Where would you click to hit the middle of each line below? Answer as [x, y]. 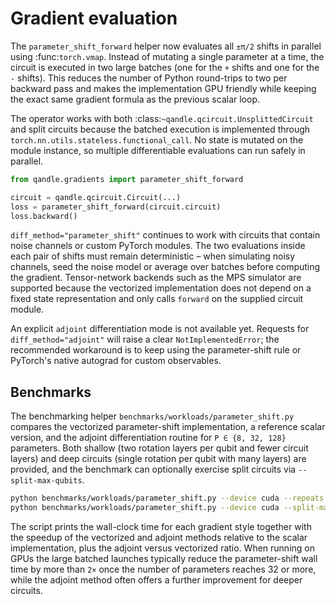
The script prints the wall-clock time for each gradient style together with [161, 526]
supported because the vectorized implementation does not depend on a [161, 288]
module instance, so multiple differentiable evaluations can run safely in [158, 150]
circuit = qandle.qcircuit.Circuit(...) [96, 197]
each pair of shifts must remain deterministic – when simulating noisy [153, 256]
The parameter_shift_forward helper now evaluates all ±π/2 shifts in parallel [166, 46]
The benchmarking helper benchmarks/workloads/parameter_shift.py [152, 416]
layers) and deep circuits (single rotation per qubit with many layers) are [158, 459]
